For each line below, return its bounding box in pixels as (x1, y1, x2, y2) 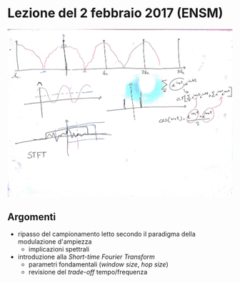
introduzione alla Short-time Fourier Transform (17, 252, 155, 262)
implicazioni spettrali (28, 245, 89, 254)
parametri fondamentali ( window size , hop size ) (28, 260, 169, 269)
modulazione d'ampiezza (17, 237, 92, 246)
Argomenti (7, 211, 56, 223)
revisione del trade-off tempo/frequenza (28, 268, 148, 277)
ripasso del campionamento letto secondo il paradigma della (17, 230, 196, 239)
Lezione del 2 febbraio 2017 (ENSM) (7, 5, 224, 21)
